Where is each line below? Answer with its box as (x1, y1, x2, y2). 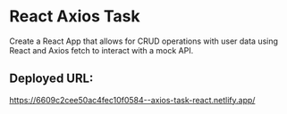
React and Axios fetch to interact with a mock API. (9, 45, 194, 55)
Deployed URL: (9, 71, 94, 86)
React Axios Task (9, 6, 140, 27)
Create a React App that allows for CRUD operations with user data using (9, 36, 279, 46)
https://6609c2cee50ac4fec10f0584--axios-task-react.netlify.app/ (9, 94, 256, 105)
